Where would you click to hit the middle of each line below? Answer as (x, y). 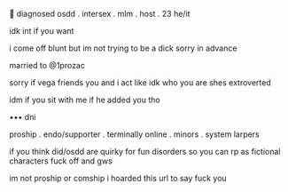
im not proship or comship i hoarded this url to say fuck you (118, 178)
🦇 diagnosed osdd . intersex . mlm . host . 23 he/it (100, 14)
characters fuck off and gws (61, 161)
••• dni (23, 117)
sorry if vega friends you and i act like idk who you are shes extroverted (140, 83)
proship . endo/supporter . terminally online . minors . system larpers (134, 134)
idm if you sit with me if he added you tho (85, 100)
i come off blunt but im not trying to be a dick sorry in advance (123, 48)
